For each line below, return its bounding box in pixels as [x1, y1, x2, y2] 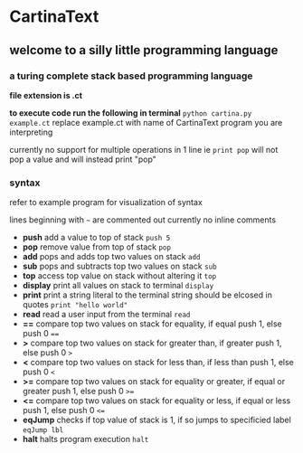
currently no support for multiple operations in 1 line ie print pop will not [9, 144, 279, 155]
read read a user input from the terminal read [22, 309, 191, 320]
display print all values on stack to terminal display [22, 280, 214, 291]
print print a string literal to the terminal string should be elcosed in [22, 289, 273, 300]
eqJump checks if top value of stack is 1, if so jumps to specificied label [22, 414, 291, 426]
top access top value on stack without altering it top [22, 270, 217, 281]
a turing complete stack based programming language [9, 70, 253, 82]
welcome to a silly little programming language [9, 42, 279, 58]
